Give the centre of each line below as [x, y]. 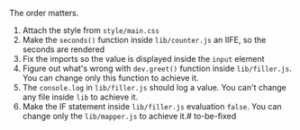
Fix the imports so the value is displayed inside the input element [143, 59]
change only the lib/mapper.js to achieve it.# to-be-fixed [129, 116]
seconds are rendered [64, 49]
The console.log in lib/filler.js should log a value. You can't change [154, 87]
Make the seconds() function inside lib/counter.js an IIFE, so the [144, 40]
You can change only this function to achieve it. [110, 78]
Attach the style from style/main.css [91, 30]
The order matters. [44, 13]
